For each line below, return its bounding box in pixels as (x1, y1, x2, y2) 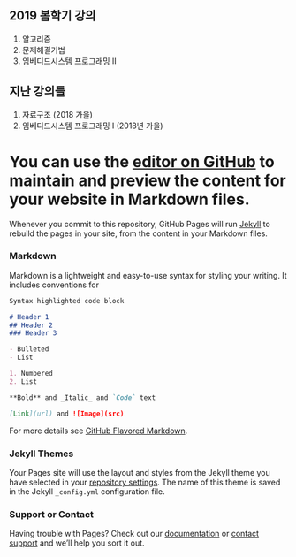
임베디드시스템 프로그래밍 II (21, 56, 117, 66)
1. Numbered (9, 370, 53, 378)
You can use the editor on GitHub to (9, 151, 276, 172)
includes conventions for (9, 279, 100, 290)
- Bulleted (9, 345, 49, 354)
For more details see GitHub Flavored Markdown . (9, 425, 188, 436)
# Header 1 (9, 312, 49, 321)
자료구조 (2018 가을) (21, 109, 93, 119)
